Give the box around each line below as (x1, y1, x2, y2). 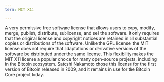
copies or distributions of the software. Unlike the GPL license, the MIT (5, 40, 149, 46)
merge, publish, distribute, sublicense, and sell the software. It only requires (5, 30, 159, 36)
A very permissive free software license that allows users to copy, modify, (5, 25, 155, 31)
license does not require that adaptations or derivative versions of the (5, 45, 147, 51)
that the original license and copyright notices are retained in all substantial (5, 35, 158, 41)
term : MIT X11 (5, 7, 34, 12)
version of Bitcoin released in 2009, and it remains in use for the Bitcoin (5, 66, 150, 72)
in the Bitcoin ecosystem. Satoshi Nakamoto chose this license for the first (5, 61, 156, 67)
